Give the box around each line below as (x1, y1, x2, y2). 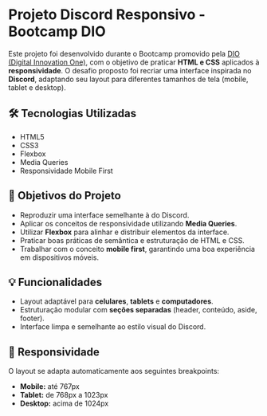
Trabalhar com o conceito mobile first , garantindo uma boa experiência (19, 244, 255, 253)
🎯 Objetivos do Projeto (8, 189, 121, 202)
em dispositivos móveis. (19, 253, 100, 262)
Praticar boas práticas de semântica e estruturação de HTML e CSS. (19, 235, 245, 245)
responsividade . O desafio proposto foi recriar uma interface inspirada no (8, 65, 253, 75)
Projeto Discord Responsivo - (8, 6, 206, 24)
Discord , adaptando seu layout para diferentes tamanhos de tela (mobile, (8, 74, 249, 84)
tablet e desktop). (8, 82, 66, 92)
